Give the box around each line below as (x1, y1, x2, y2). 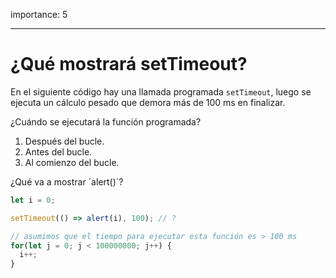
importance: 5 (10, 9, 68, 20)
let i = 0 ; (10, 195, 56, 205)
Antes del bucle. (24, 145, 93, 158)
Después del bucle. (24, 135, 105, 147)
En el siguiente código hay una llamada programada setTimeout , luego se (10, 85, 312, 98)
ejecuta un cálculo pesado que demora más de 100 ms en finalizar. (10, 96, 286, 108)
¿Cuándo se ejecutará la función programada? (10, 115, 202, 128)
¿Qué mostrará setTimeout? (10, 53, 248, 76)
